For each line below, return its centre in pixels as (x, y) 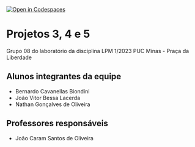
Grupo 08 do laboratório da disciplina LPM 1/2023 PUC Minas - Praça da (98, 51)
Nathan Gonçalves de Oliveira (53, 104)
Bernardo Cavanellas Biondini (52, 91)
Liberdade (19, 57)
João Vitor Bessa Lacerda (48, 98)
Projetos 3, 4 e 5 (48, 34)
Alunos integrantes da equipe (64, 77)
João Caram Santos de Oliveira (54, 138)
